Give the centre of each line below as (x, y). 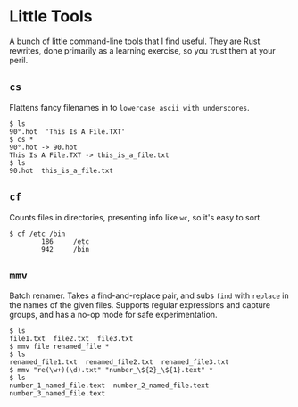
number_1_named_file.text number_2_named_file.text (109, 386)
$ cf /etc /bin (37, 234)
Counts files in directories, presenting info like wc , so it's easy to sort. (136, 217)
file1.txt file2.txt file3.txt (71, 339)
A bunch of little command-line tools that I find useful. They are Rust (135, 41)
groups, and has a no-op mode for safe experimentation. (113, 315)
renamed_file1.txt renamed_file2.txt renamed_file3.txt (119, 362)
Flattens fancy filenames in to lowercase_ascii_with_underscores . (129, 107)
